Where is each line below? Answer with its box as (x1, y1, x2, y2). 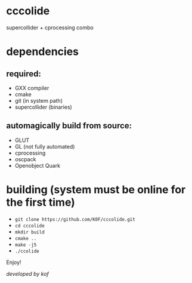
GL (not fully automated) (14, 143, 75, 150)
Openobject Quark (14, 162, 61, 169)
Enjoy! (6, 259, 22, 266)
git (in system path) (14, 97, 63, 104)
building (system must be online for (6, 183, 186, 196)
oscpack (14, 155, 36, 162)
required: (6, 69, 42, 79)
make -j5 (14, 242, 37, 248)
